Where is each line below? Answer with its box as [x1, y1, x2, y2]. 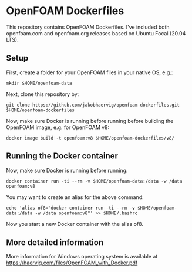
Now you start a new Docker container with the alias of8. [6, 220, 144, 227]
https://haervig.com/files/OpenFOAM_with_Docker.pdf [6, 259, 138, 266]
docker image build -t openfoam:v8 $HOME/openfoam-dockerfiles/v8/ [6, 135, 175, 141]
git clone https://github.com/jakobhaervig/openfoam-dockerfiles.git [6, 102, 180, 108]
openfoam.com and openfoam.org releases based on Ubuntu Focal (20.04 [6, 29, 186, 37]
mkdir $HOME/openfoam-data [6, 80, 72, 86]
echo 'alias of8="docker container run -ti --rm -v [6, 205, 135, 211]
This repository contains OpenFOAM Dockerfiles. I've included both [6, 24, 170, 31]
